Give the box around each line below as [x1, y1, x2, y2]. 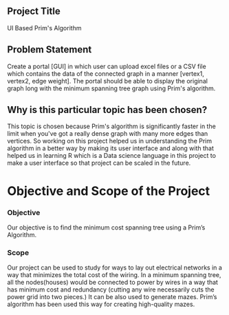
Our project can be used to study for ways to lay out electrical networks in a [7, 263, 222, 272]
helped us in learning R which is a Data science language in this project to [7, 152, 217, 160]
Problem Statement [7, 44, 92, 56]
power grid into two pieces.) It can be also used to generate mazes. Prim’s [7, 293, 217, 301]
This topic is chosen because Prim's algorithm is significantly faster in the [7, 122, 217, 130]
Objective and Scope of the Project [7, 183, 210, 199]
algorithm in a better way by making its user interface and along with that [7, 144, 215, 152]
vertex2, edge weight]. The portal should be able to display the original [7, 77, 208, 85]
